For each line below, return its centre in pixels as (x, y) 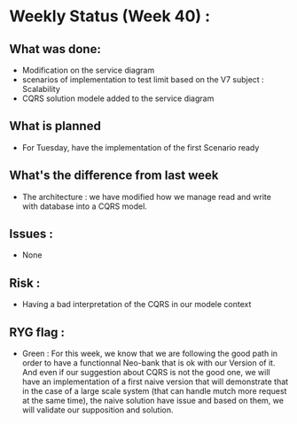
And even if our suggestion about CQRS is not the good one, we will (146, 373)
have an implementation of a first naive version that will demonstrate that (155, 382)
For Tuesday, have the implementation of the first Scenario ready (141, 147)
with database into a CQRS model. (85, 206)
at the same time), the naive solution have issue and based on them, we (152, 401)
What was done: (55, 49)
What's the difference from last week (114, 176)
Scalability (41, 89)
